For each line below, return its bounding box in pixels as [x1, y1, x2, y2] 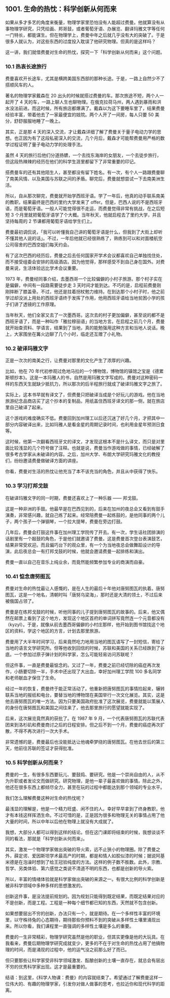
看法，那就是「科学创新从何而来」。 [14, 836, 88, 842]
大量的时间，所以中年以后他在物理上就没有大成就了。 [5, 818, 116, 824]
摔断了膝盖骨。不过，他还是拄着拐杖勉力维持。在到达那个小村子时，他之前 [9, 289, 165, 295]
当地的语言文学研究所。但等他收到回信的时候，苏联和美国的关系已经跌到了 [5, 645, 160, 651]
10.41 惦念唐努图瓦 [5, 573, 51, 580]
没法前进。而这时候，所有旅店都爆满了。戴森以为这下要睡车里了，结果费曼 [9, 106, 165, 112]
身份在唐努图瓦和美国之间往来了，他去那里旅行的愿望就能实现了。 [9, 705, 147, 710]
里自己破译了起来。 [5, 404, 46, 410]
